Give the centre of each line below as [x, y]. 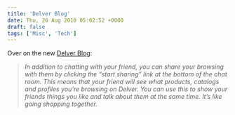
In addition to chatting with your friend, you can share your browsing [124, 67]
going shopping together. [61, 104]
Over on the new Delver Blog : [50, 53]
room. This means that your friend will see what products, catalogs [122, 82]
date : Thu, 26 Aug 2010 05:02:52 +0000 [66, 20]
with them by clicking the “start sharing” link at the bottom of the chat [126, 74]
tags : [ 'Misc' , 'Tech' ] [42, 33]
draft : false [26, 27]
